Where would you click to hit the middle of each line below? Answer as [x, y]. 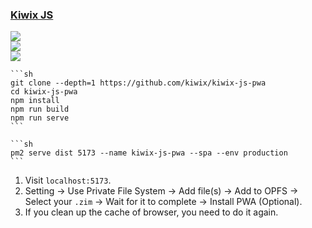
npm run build [40, 109]
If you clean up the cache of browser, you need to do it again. [151, 212]
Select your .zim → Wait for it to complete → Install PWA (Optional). [163, 202]
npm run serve [40, 118]
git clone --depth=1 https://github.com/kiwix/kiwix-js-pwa [138, 83]
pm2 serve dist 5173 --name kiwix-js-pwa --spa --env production [149, 153]
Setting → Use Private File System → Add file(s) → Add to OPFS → [161, 191]
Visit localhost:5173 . [68, 180]
